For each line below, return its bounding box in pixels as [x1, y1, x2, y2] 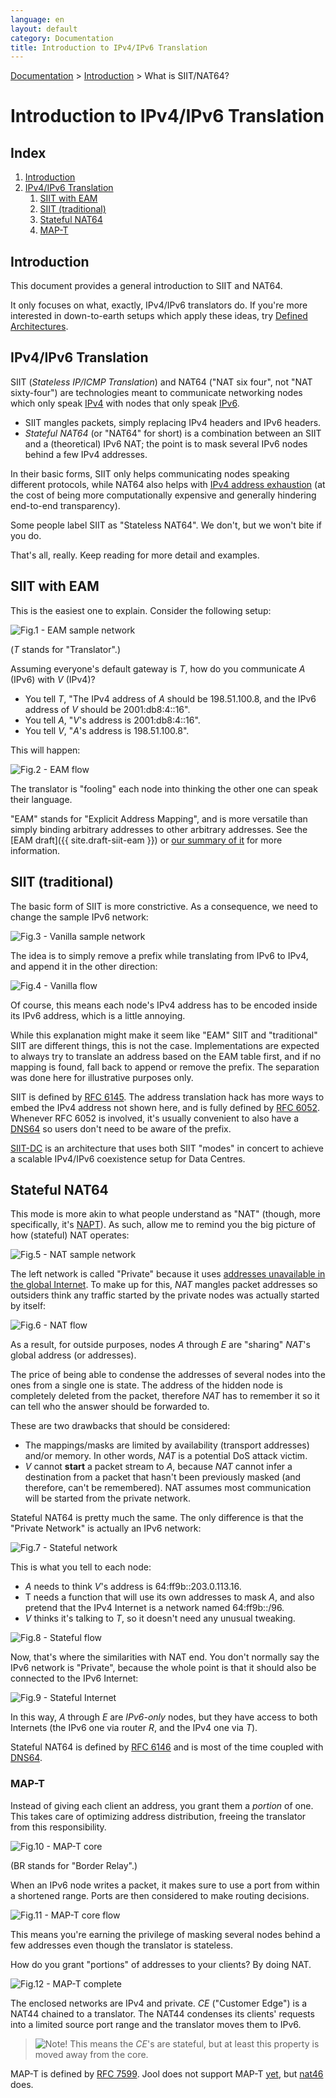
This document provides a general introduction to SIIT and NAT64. [10, 280, 283, 292]
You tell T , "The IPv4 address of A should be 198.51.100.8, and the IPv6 [24, 692, 317, 705]
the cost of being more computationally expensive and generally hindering [10, 489, 317, 501]
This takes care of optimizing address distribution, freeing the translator [10, 1810, 307, 1822]
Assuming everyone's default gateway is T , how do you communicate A [10, 662, 306, 675]
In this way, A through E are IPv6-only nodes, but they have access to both [10, 1711, 318, 1723]
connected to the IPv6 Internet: [10, 1672, 139, 1685]
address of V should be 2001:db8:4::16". [24, 703, 191, 715]
